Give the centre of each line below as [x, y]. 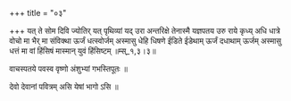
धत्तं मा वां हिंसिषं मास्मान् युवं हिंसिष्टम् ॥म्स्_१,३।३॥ [83, 51]
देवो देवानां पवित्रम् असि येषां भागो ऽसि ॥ [64, 87]
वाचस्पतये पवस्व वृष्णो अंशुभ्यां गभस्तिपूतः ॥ [68, 69]
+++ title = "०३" [38, 13]
